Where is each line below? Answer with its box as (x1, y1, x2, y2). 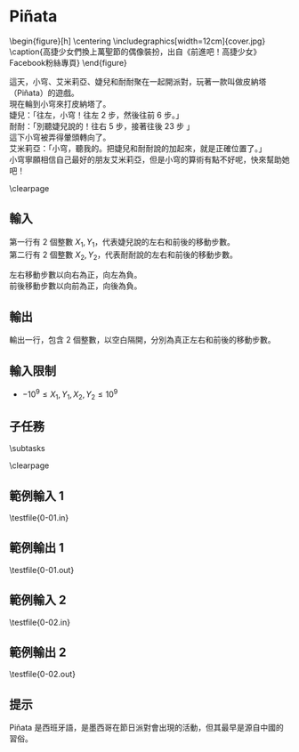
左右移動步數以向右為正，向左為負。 (9, 270, 142, 280)
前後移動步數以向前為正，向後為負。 (9, 280, 142, 291)
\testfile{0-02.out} (9, 669, 76, 680)
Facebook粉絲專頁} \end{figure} (9, 57, 127, 68)
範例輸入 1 (9, 488, 65, 504)
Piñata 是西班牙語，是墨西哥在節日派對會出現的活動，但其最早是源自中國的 (9, 723, 284, 733)
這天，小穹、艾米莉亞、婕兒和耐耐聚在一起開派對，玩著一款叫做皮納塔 (9, 76, 267, 86)
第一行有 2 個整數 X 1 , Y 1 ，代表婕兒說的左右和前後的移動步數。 (9, 236, 236, 249)
